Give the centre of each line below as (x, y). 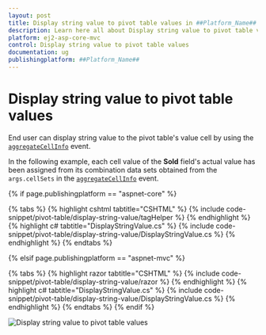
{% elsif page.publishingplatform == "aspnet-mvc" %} (97, 257)
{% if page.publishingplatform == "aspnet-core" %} (93, 193)
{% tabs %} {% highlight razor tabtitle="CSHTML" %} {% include (114, 273)
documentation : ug (38, 52)
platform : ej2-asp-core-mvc (55, 38)
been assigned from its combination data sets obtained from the (113, 169)
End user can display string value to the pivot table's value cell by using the (131, 137)
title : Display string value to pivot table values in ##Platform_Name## (133, 23)
